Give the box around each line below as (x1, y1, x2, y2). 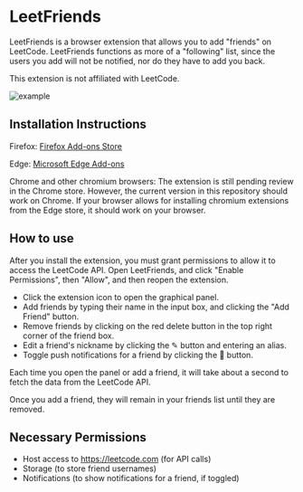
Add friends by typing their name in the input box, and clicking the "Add (22, 301, 289, 312)
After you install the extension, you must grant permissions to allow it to (9, 255, 276, 266)
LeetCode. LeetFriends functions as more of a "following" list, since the (9, 45, 276, 56)
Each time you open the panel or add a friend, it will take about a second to (9, 366, 289, 377)
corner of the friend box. (22, 330, 115, 341)
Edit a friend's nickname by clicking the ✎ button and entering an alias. (22, 339, 287, 350)
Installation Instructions (9, 117, 147, 132)
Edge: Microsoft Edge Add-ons (9, 158, 125, 169)
